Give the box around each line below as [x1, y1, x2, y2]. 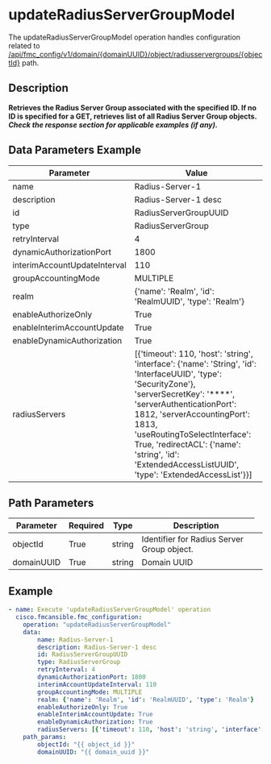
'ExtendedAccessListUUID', [134, 459, 240, 470]
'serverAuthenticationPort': [134, 398, 237, 409]
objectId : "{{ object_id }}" [37, 740, 135, 749]
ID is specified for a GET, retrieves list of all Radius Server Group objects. [8, 111, 257, 121]
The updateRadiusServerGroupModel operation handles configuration [8, 32, 240, 42]
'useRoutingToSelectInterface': [134, 429, 252, 440]
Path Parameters [8, 496, 94, 509]
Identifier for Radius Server [141, 534, 244, 545]
